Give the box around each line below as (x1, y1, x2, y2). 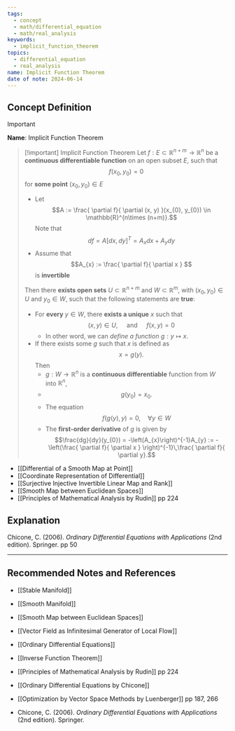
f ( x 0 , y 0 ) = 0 (108, 167, 144, 177)
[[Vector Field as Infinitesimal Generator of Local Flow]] (17, 627, 178, 635)
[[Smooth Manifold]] (17, 599, 76, 608)
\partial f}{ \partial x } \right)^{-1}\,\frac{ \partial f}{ (79, 443, 225, 452)
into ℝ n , (45, 378, 68, 388)
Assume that (34, 249, 71, 257)
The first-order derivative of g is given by (45, 425, 167, 433)
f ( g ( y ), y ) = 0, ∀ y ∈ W (102, 414, 171, 423)
